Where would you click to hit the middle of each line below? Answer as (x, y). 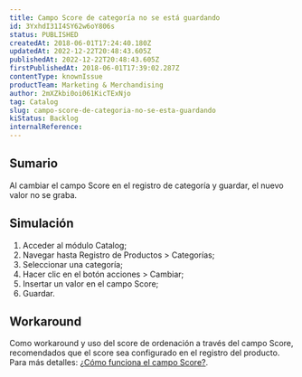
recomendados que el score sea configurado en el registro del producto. (145, 353)
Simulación (42, 224)
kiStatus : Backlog (44, 118)
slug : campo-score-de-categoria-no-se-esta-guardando (113, 110)
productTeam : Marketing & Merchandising (87, 85)
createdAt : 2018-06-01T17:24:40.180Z (80, 43)
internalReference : (46, 127)
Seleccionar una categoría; (73, 264)
